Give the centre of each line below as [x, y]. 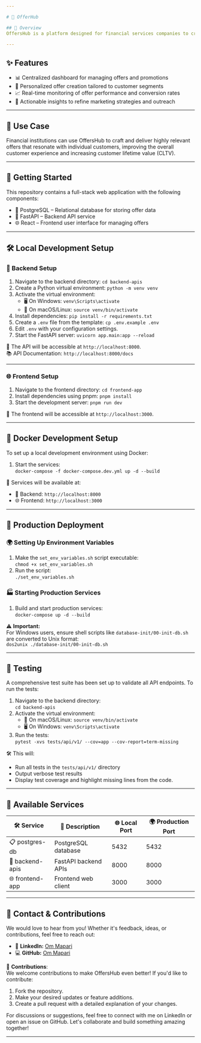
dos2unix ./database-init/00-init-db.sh [57, 644]
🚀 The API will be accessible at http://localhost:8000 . [74, 346]
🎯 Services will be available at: [44, 482]
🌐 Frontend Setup [32, 377]
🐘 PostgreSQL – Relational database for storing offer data [85, 210]
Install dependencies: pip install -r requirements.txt [83, 316]
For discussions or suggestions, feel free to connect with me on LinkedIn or [99, 1015]
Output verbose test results [48, 774]
